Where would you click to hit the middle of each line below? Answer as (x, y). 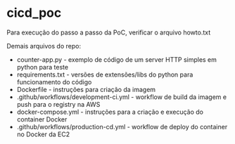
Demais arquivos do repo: (44, 46)
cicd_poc (34, 13)
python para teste (42, 67)
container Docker (42, 119)
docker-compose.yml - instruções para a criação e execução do (110, 112)
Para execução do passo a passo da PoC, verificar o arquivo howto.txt (109, 32)
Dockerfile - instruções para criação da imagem (86, 89)
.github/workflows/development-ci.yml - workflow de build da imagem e (121, 97)
